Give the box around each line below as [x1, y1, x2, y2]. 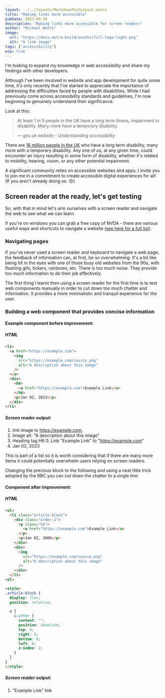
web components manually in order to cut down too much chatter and [5, 285, 147, 291]
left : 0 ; [18, 641, 37, 646]
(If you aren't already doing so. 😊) [5, 178, 75, 184]
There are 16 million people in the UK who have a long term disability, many [5, 142, 158, 148]
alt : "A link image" [9, 40, 52, 45]
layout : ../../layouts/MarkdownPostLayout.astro [5, 7, 107, 12]
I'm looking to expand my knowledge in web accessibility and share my [5, 62, 150, 68]
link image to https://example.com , [12, 427, 83, 433]
